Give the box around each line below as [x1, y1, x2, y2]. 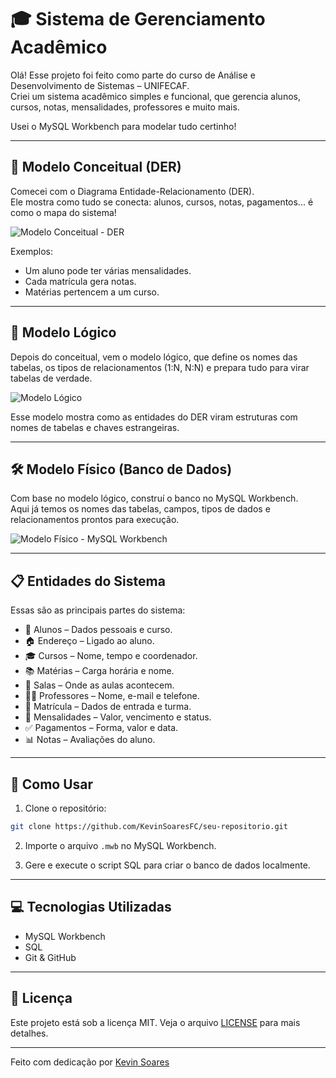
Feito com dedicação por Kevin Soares [10, 1056, 170, 1068]
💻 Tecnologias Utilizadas [10, 899, 172, 916]
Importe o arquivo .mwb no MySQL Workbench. [24, 839, 217, 851]
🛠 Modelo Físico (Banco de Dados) [10, 461, 233, 478]
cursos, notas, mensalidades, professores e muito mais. [10, 101, 240, 113]
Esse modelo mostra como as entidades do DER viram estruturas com [10, 411, 298, 423]
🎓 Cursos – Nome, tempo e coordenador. [24, 650, 198, 662]
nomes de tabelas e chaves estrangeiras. [10, 421, 180, 433]
